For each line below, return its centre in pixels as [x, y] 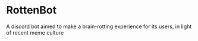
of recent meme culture [35, 32]
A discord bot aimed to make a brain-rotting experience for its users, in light [99, 26]
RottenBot [32, 10]
